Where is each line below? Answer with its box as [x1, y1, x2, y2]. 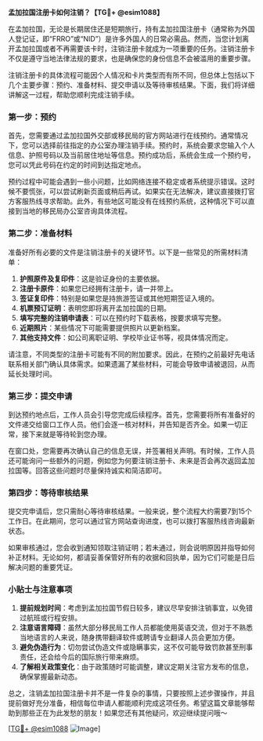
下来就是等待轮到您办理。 [28, 429, 111, 439]
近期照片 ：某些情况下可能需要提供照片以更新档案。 [19, 323, 185, 332]
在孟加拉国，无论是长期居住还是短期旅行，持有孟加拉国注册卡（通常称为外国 [8, 24, 255, 34]
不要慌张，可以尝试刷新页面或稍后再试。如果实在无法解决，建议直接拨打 [14, 187, 248, 196]
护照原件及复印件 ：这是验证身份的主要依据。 [19, 274, 164, 283]
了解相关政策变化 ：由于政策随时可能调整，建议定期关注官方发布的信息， [19, 663, 253, 672]
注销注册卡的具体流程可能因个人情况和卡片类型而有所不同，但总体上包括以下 [8, 71, 255, 79]
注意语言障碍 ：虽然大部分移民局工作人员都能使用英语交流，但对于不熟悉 [19, 623, 253, 633]
